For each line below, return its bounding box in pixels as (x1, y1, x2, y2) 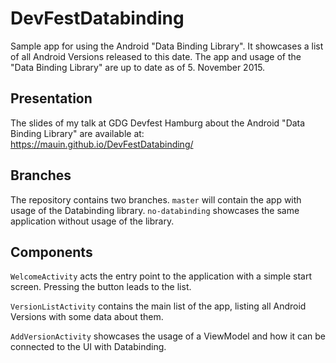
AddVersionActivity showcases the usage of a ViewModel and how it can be (10, 330, 326, 342)
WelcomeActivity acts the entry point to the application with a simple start (10, 270, 312, 282)
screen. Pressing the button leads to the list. (10, 281, 192, 293)
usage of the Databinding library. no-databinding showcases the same (10, 204, 300, 216)
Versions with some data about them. (10, 311, 164, 323)
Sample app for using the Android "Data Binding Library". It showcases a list (10, 40, 324, 52)
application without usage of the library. (10, 215, 175, 227)
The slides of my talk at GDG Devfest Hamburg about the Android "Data (10, 117, 306, 129)
